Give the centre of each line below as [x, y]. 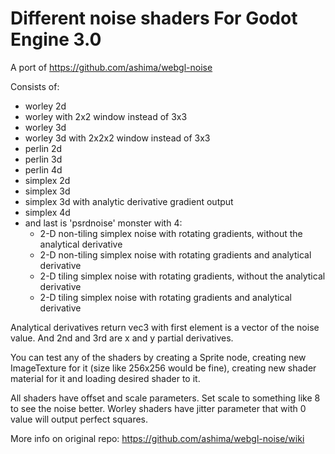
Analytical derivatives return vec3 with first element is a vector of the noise [165, 327]
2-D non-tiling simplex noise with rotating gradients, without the [171, 233]
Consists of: [35, 86]
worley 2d [45, 106]
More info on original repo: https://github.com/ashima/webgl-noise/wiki [157, 438]
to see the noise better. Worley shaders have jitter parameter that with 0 [158, 408]
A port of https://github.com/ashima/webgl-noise [111, 67]
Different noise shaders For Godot [154, 18]
